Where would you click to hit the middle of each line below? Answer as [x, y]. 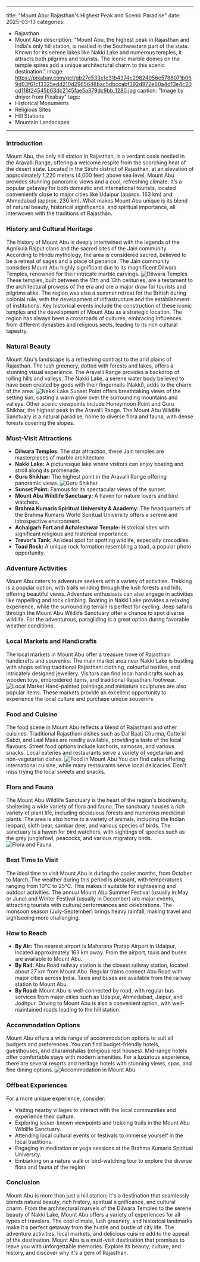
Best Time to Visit [32, 860]
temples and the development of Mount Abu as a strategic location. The [94, 312]
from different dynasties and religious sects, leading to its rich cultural [92, 324]
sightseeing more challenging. [43, 917]
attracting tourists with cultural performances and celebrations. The [89, 905]
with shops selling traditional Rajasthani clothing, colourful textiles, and [93, 667]
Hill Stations [29, 116]
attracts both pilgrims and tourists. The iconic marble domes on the [97, 59]
